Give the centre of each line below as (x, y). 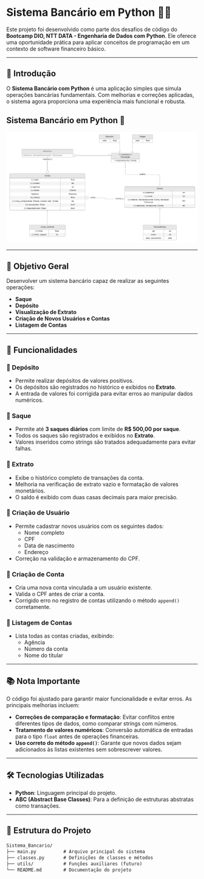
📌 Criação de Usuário (38, 513)
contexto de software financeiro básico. (56, 49)
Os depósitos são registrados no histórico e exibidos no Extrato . (96, 387)
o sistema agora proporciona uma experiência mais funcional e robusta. (96, 101)
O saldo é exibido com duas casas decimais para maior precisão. (96, 497)
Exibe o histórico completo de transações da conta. (80, 477)
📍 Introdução (31, 73)
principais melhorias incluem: (43, 705)
